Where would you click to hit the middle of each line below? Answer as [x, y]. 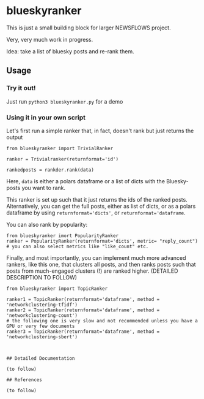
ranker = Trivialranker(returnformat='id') [63, 159]
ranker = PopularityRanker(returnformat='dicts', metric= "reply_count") [102, 241]
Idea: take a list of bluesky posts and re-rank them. [70, 51]
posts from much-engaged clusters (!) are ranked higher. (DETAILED [92, 271]
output [15, 137]
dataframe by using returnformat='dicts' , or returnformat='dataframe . [96, 213]
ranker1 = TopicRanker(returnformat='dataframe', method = [83, 299]
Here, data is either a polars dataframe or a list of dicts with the [86, 181]
